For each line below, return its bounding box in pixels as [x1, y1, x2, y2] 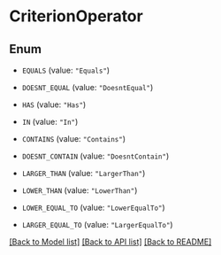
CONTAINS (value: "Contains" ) [21, 134, 126, 143]
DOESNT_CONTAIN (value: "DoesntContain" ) [21, 151, 170, 161]
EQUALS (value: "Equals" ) [21, 65, 110, 75]
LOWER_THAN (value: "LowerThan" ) [21, 185, 138, 196]
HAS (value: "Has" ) [21, 99, 87, 110]
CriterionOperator [9, 6, 143, 27]
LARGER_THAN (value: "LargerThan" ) [21, 168, 146, 178]
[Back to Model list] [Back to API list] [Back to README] [9, 236, 212, 247]
